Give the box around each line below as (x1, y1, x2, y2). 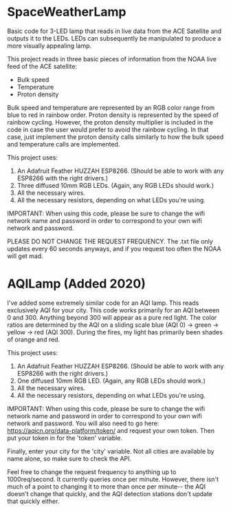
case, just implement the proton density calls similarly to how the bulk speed (7, 132, 224, 141)
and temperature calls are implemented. (7, 140, 120, 148)
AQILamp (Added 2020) (7, 276, 146, 292)
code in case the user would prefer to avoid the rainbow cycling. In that (7, 125, 209, 134)
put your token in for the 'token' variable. (7, 434, 122, 442)
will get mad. (7, 252, 43, 260)
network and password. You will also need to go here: (7, 419, 159, 427)
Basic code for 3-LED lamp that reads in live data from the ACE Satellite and (7, 27, 222, 35)
